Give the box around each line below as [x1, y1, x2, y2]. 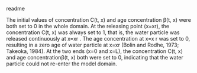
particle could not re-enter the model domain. [6, 60, 117, 67]
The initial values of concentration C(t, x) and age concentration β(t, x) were [6, 16, 191, 23]
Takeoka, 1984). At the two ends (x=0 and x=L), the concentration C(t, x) [6, 48, 183, 55]
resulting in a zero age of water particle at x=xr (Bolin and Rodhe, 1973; [6, 41, 179, 48]
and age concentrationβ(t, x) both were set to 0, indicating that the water [6, 54, 183, 61]
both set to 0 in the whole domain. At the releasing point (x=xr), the [6, 23, 170, 29]
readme [6, 5, 25, 12]
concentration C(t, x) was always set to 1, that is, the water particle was [6, 29, 180, 36]
